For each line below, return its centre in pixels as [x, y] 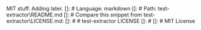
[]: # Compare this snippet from [103, 15]
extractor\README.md [34, 15]
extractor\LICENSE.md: [35, 21]
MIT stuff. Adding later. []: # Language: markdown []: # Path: [81, 9]
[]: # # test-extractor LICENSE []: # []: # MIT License [130, 21]
